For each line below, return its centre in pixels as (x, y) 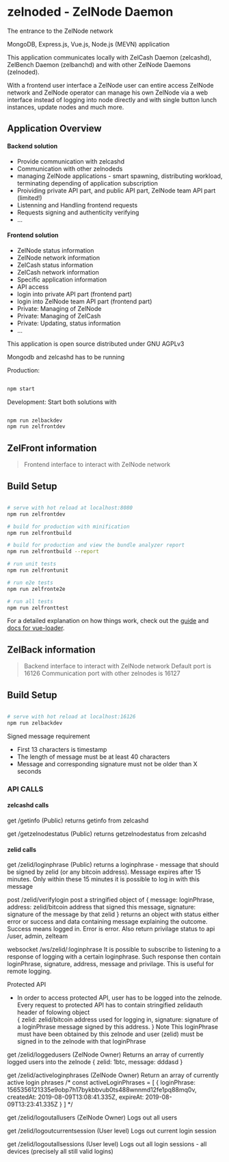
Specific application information (62, 279)
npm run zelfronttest (38, 608)
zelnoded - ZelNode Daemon (90, 12)
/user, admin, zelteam (38, 936)
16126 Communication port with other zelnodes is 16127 (102, 673)
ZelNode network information (58, 257)
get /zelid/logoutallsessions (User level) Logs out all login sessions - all (107, 1144)
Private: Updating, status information (69, 323)
